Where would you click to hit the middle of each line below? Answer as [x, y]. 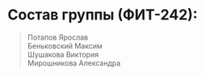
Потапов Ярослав [58, 37]
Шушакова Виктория [63, 54]
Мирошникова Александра [74, 63]
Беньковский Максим [65, 45]
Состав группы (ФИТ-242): [103, 15]
